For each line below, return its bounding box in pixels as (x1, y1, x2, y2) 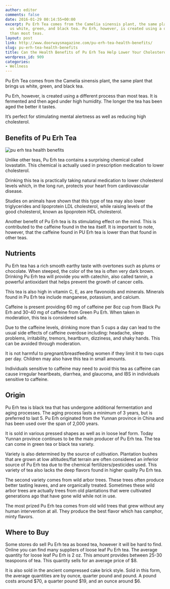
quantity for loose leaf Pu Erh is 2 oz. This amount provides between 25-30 (5, 552, 162, 558)
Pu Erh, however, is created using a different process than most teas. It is (5, 93, 158, 99)
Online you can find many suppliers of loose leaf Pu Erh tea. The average (5, 547, 158, 553)
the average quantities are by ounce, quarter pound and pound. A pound (5, 573, 157, 579)
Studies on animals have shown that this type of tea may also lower (5, 198, 146, 204)
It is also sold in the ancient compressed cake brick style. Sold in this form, (5, 567, 161, 573)
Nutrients (5, 249, 36, 258)
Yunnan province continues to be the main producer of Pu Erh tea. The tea (5, 436, 160, 442)
